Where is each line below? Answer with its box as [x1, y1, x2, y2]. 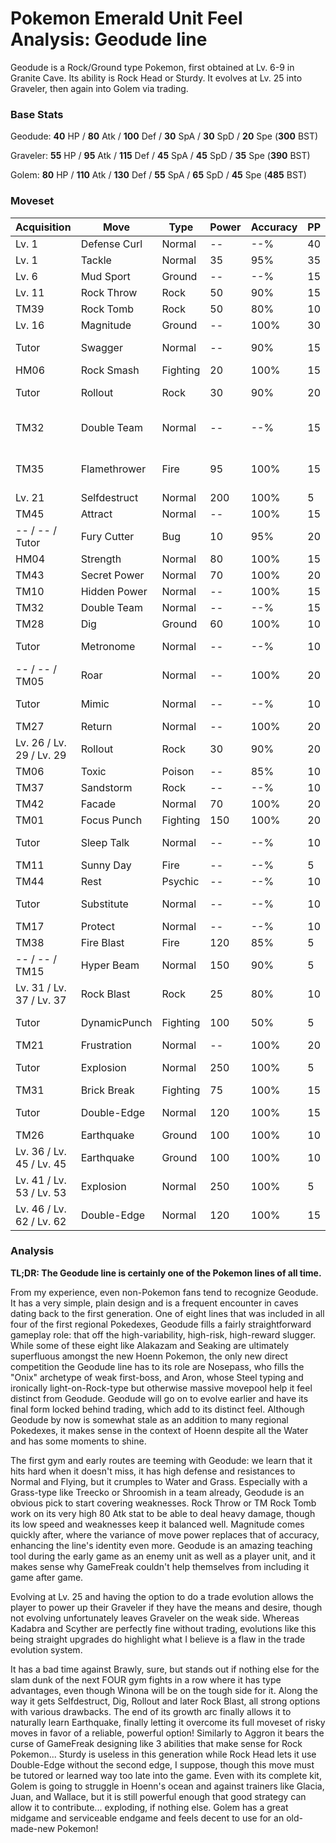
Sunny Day [80, 858, 132, 872]
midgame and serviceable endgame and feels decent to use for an [10, 1812, 285, 1824]
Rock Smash [80, 363, 140, 377]
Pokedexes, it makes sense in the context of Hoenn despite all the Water [10, 1424, 309, 1436]
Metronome [80, 639, 136, 653]
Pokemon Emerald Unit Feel [10, 7, 243, 30]
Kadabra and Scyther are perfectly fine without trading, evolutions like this [10, 1622, 317, 1634]
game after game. [10, 1571, 84, 1583]
